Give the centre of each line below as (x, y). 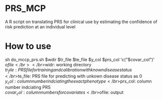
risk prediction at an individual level (40, 26)
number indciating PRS (28, 87)
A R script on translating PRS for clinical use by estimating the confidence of (81, 22)
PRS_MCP (25, 8)
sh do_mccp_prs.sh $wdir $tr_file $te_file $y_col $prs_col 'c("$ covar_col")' (80, 59)
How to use (28, 46)
